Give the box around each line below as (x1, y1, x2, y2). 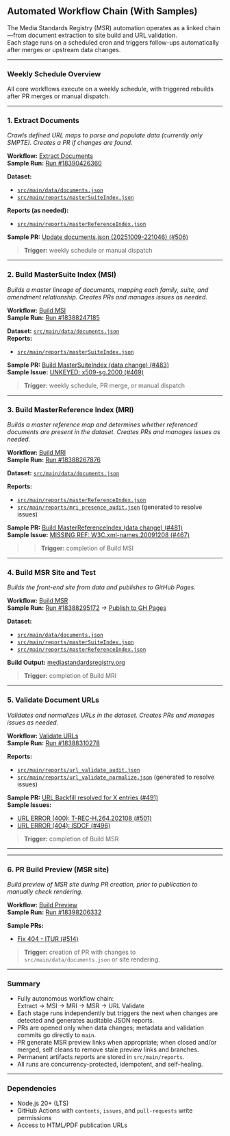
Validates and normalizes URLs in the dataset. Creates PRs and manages (7, 711, 215, 719)
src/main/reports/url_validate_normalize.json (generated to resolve (16, 773, 215, 781)
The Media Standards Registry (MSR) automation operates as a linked (7, 23, 204, 32)
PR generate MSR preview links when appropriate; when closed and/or (16, 1038, 217, 1047)
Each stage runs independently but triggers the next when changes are (16, 1009, 218, 1017)
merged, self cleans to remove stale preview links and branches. (16, 1045, 199, 1054)
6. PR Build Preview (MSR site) (7, 865, 110, 874)
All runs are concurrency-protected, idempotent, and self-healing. (16, 1060, 203, 1069)
